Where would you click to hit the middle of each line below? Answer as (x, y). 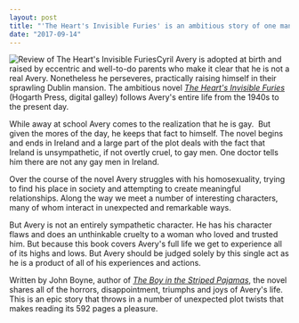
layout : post (33, 17)
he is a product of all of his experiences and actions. (105, 263)
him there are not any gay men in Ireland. (85, 162)
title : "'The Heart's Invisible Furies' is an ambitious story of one (143, 26)
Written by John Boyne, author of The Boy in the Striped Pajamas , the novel (148, 280)
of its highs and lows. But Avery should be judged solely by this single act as (149, 253)
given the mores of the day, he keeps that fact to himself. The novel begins (146, 134)
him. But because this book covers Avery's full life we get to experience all (146, 244)
